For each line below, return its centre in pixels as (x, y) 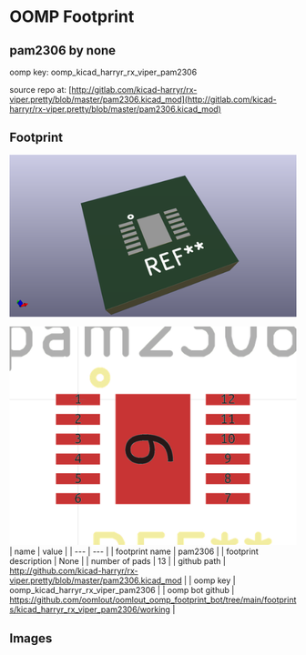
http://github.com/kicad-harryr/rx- (74, 571)
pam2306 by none (63, 50)
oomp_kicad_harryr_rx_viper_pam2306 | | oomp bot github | (122, 590)
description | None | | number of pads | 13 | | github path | (117, 561)
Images (31, 638)
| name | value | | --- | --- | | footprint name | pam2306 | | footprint (134, 551)
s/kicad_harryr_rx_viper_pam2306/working (90, 610)
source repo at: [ (41, 90)
